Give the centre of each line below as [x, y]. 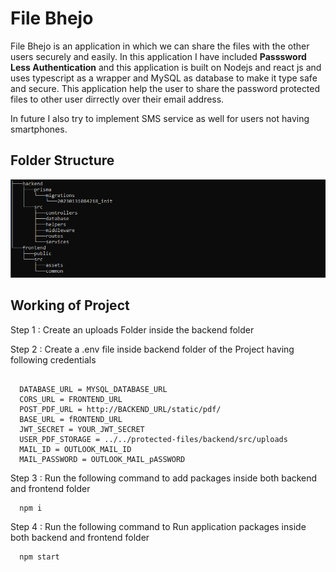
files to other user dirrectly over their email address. [117, 99]
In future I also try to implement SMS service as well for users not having [160, 118]
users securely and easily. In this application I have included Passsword [158, 56]
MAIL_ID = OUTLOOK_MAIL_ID [75, 449]
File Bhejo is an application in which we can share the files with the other [160, 46]
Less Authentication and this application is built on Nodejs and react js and [166, 67]
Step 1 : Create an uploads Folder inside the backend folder [132, 329]
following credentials [53, 359]
